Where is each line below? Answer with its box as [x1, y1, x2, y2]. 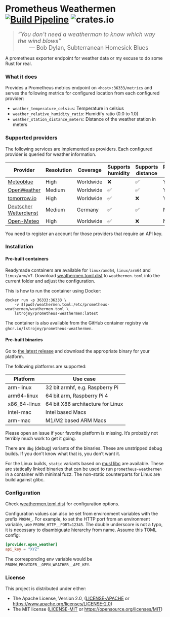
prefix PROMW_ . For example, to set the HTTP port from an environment [5, 516, 150, 522]
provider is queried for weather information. [5, 151, 97, 157]
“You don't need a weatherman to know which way [17, 30, 155, 38]
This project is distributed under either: [5, 586, 87, 592]
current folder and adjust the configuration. [5, 278, 95, 284]
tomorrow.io [8, 194, 37, 202]
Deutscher [8, 203, 33, 210]
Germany [76, 206, 99, 213]
